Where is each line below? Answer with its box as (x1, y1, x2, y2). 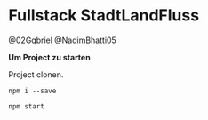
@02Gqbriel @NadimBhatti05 (8, 35, 116, 45)
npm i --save (8, 86, 57, 95)
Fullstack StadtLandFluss (8, 5, 200, 26)
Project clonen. (8, 68, 64, 80)
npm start (8, 101, 45, 111)
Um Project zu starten (8, 52, 91, 62)
